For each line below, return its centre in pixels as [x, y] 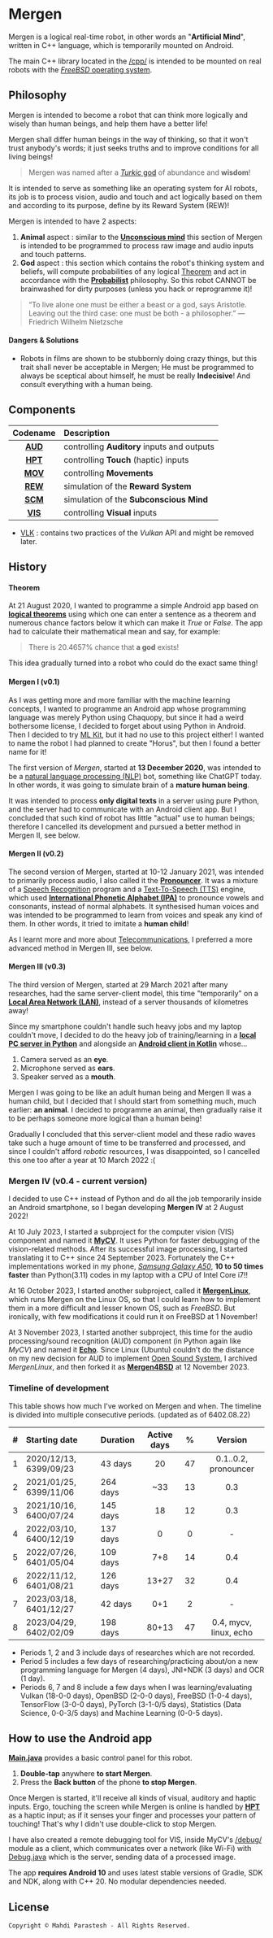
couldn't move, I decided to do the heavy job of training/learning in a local [132, 1034]
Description [87, 433]
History [28, 567]
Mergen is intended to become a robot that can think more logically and [128, 115]
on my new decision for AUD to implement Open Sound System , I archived [133, 1358]
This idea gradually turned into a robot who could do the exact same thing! [133, 663]
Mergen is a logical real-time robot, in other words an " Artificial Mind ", [127, 37]
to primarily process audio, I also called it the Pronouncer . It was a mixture [133, 880]
